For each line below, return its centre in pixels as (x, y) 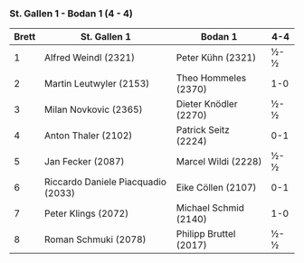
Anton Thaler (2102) (88, 136)
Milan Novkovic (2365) (93, 109)
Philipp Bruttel (206, 234)
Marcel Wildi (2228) (219, 162)
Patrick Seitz (203, 130)
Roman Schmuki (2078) (95, 240)
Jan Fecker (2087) (84, 162)
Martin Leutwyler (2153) (97, 84)
